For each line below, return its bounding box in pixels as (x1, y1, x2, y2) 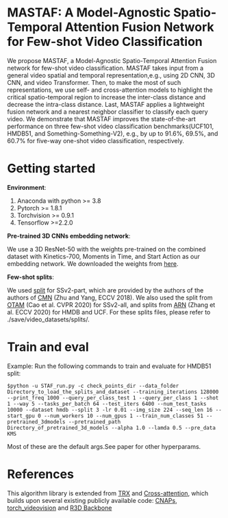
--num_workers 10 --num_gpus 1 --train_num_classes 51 (43, 412, 204, 419)
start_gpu (7, 412, 36, 419)
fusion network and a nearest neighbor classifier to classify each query (7, 108, 208, 116)
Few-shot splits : (7, 273, 55, 281)
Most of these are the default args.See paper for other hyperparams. (7, 442, 201, 450)
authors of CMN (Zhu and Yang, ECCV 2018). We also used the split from (7, 293, 213, 301)
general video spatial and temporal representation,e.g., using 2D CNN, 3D (7, 71, 216, 79)
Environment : (7, 183, 47, 191)
